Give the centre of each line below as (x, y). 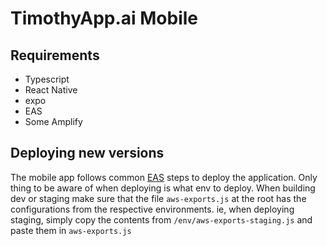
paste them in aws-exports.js (71, 230)
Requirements (55, 55)
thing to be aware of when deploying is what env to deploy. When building (163, 188)
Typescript (47, 79)
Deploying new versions (87, 153)
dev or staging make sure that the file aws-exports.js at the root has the (158, 198)
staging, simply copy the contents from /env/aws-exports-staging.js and (161, 219)
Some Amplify (53, 121)
